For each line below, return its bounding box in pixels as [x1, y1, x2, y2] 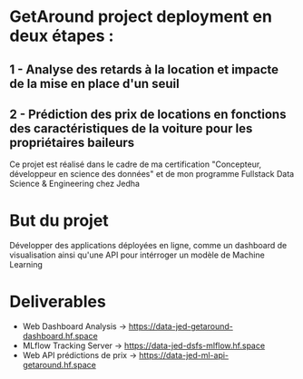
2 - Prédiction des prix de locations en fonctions [9, 106, 287, 121]
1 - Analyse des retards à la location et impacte [9, 62, 279, 77]
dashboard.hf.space [22, 331, 98, 342]
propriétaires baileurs [9, 134, 135, 151]
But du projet [9, 210, 109, 230]
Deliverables [9, 291, 106, 312]
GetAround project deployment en [9, 6, 272, 27]
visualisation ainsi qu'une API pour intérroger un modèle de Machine [9, 249, 265, 260]
